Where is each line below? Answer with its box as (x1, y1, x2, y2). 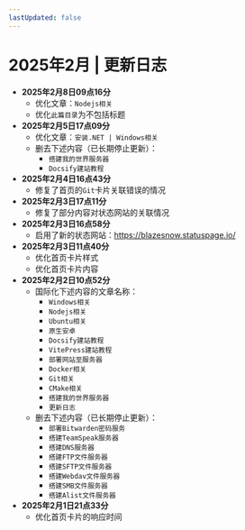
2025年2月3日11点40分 (21, 241, 110, 251)
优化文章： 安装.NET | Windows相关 (34, 132, 159, 142)
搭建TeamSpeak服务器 (48, 434, 119, 443)
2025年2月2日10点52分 (21, 274, 111, 285)
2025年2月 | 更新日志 (8, 55, 168, 75)
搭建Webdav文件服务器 (48, 471, 121, 480)
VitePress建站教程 (48, 345, 113, 354)
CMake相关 (48, 384, 83, 393)
